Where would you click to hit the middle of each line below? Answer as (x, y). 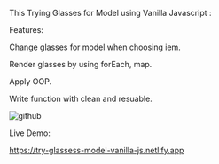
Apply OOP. (30, 82)
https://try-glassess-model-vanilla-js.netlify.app (97, 150)
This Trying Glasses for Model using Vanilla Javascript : (110, 13)
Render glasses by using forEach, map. (81, 64)
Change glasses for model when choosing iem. (95, 47)
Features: (27, 30)
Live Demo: (30, 133)
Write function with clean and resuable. (81, 98)
